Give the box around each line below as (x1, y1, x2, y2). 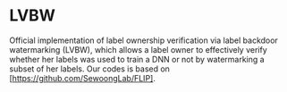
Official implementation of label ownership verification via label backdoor (9, 35, 279, 46)
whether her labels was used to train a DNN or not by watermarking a (9, 54, 266, 64)
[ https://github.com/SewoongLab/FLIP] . (9, 72, 156, 83)
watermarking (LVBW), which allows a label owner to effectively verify (9, 44, 268, 54)
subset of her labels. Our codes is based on (9, 63, 170, 74)
